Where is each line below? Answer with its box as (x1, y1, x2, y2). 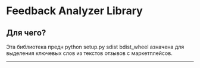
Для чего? (6, 28, 46, 38)
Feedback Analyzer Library (6, 4, 143, 18)
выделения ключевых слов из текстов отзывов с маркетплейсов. (6, 50, 173, 57)
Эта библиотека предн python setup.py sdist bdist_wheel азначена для (6, 43, 185, 50)
